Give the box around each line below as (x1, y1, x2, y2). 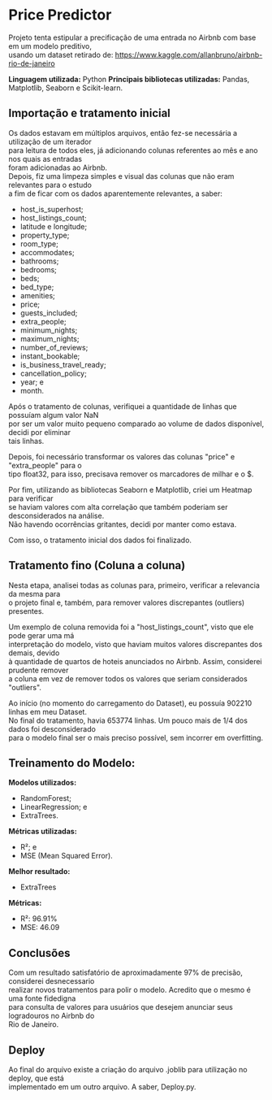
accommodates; (19, 247, 75, 257)
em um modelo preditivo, (8, 41, 92, 50)
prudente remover (8, 665, 69, 675)
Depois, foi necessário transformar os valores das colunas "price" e (8, 451, 235, 461)
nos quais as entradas (8, 154, 83, 163)
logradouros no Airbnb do (8, 1011, 95, 1021)
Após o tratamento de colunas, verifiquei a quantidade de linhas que (8, 401, 237, 411)
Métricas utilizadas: (8, 827, 77, 837)
